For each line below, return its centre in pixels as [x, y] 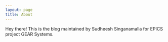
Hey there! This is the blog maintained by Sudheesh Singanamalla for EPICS [84, 28]
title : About [19, 14]
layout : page [19, 10]
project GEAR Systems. [30, 34]
